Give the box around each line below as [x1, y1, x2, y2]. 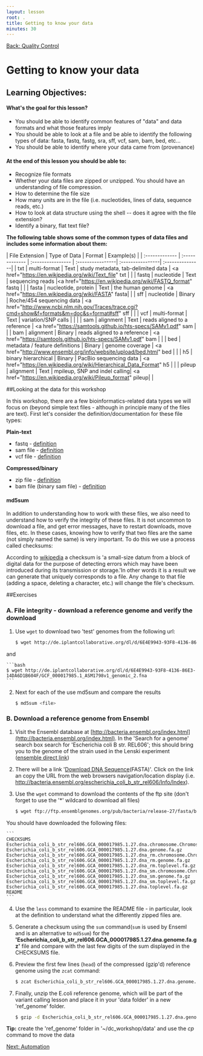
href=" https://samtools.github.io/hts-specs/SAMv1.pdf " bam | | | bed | [6, 335, 181, 343]
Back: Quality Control [6, 42, 59, 50]
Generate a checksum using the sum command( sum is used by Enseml [14, 923, 187, 930]
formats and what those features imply [14, 125, 112, 132]
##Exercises [6, 591, 37, 598]
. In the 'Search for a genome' [114, 734, 189, 742]
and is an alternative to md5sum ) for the [14, 929, 110, 937]
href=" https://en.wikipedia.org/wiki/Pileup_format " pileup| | [6, 374, 154, 381]
